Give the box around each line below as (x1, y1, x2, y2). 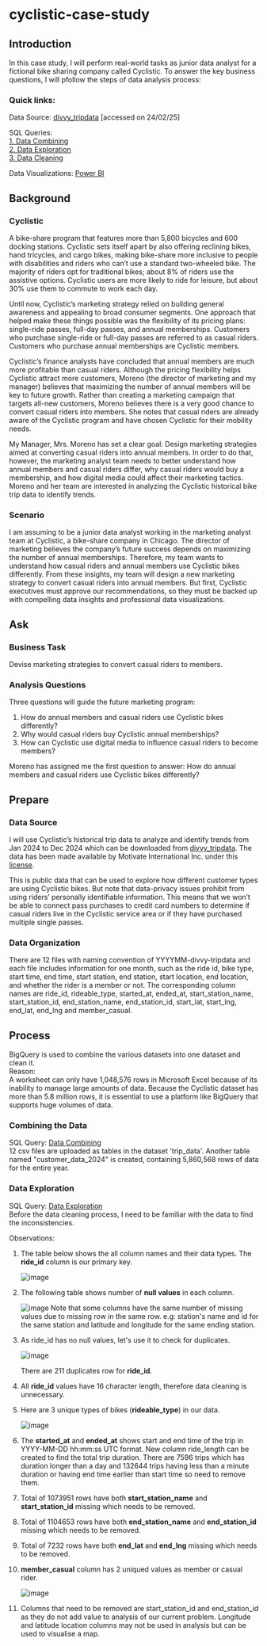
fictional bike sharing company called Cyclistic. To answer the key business (9, 67, 256, 76)
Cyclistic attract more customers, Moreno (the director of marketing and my (9, 373, 257, 383)
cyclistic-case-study (9, 6, 150, 24)
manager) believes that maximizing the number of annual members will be (9, 382, 251, 391)
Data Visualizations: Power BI (9, 169, 105, 178)
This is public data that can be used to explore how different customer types (9, 875, 258, 885)
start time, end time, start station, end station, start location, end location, (9, 972, 249, 981)
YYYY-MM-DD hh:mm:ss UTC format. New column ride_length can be (20, 1444, 250, 1454)
